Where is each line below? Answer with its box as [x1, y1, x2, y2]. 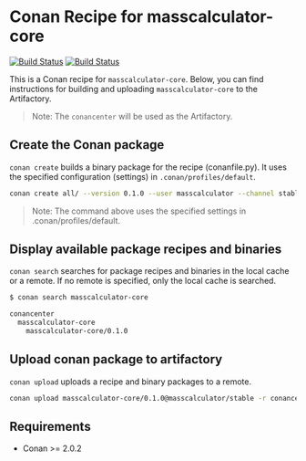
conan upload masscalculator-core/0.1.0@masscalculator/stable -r [9, 393, 267, 403]
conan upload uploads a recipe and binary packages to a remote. [9, 376, 252, 387]
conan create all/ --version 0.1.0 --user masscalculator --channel [9, 189, 275, 198]
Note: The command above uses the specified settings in [31, 205, 247, 216]
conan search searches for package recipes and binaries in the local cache [9, 266, 290, 277]
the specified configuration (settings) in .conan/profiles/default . [9, 171, 257, 182]
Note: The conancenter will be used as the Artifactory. [31, 110, 233, 121]
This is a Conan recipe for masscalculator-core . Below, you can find [9, 73, 264, 84]
